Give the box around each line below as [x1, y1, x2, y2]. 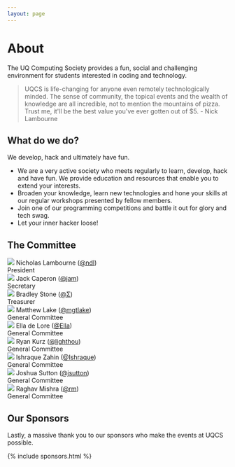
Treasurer [7, 298, 36, 306]
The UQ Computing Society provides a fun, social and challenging [7, 64, 198, 72]
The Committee [7, 239, 76, 251]
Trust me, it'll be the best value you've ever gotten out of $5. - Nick [24, 106, 218, 116]
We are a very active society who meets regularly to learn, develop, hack [17, 167, 228, 175]
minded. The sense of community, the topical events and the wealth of [24, 92, 228, 100]
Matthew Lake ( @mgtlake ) [15, 306, 92, 314]
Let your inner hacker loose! [17, 218, 99, 228]
